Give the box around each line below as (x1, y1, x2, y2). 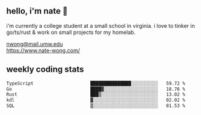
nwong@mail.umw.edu (6, 40, 64, 47)
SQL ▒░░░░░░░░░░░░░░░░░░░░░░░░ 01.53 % (6, 103, 186, 109)
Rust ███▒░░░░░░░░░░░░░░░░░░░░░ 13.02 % (6, 91, 186, 97)
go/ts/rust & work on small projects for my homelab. (6, 28, 136, 36)
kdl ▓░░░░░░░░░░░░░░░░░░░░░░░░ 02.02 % (6, 97, 186, 103)
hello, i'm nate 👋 (6, 6, 68, 16)
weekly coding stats (6, 64, 84, 74)
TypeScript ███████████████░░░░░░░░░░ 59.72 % (6, 80, 186, 87)
